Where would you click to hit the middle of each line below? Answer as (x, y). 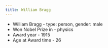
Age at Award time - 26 (37, 40)
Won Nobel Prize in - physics (43, 29)
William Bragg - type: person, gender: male (58, 24)
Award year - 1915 (31, 34)
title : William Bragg (28, 10)
